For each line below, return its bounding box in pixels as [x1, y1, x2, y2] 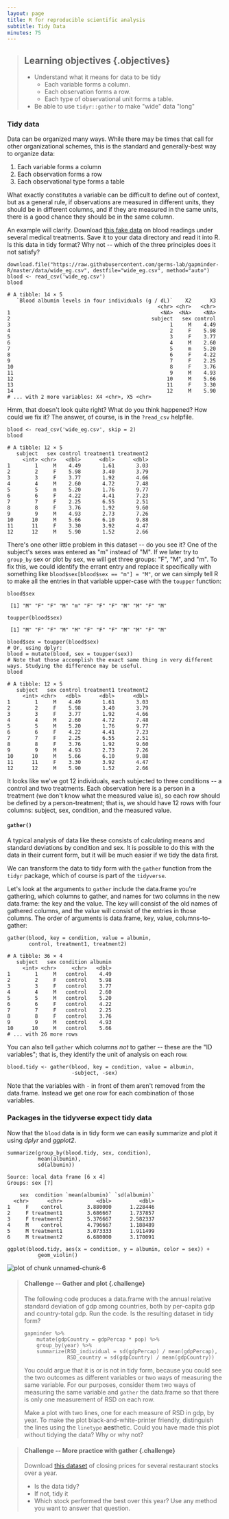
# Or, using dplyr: [7, 644, 63, 652]
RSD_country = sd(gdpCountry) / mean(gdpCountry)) [67, 1354, 215, 1362]
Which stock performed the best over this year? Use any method [34, 1497, 217, 1505]
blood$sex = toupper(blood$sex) [7, 639, 99, 646]
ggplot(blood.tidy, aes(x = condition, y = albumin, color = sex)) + [7, 1245, 210, 1252]
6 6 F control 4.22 [7, 1001, 112, 1007]
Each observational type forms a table [16, 177, 125, 186]
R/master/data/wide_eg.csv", [7, 267, 91, 274]
